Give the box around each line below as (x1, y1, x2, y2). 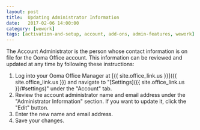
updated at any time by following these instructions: (6, 61, 135, 68)
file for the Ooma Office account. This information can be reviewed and (6, 54, 183, 61)
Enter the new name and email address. (14, 111, 113, 118)
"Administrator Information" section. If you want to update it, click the (14, 97, 187, 105)
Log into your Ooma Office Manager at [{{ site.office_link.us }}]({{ (14, 72, 177, 79)
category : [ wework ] (6, 25, 55, 32)
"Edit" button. (14, 104, 49, 111)
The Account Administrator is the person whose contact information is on (6, 48, 188, 55)
